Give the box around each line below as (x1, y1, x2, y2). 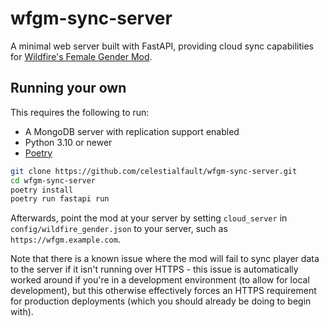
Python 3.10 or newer (24, 136, 113, 148)
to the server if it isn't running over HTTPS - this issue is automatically (10, 263, 299, 276)
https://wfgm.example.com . (10, 233, 121, 246)
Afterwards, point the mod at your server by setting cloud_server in (10, 212, 288, 224)
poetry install (10, 185, 74, 195)
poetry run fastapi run (10, 194, 110, 204)
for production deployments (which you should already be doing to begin (10, 295, 312, 307)
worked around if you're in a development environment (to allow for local (10, 274, 310, 286)
